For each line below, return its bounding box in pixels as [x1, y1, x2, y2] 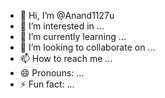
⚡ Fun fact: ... [19, 78, 75, 90]
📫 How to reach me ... [19, 53, 113, 64]
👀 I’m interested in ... [19, 20, 105, 32]
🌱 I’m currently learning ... [19, 31, 127, 42]
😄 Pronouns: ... [19, 67, 85, 79]
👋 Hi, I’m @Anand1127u [19, 10, 115, 21]
